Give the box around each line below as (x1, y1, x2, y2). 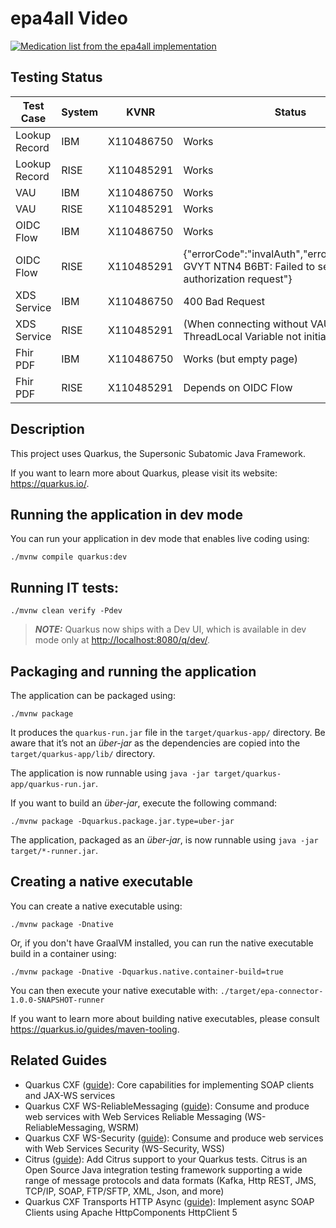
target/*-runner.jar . (10, 845, 99, 856)
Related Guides (10, 1052, 108, 1069)
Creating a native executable (10, 873, 193, 891)
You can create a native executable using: (10, 900, 183, 912)
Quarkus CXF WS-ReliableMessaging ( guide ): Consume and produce (24, 1100, 310, 1112)
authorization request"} (183, 272, 293, 286)
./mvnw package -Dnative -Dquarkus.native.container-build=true (10, 967, 284, 977)
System (61, 105, 99, 119)
